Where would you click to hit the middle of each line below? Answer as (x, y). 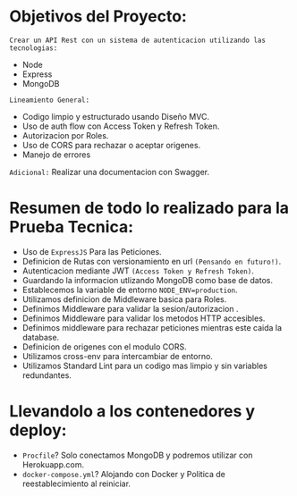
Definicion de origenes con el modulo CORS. (104, 347)
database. (41, 337)
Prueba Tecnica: (72, 227)
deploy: (38, 430)
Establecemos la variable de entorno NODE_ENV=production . (130, 290)
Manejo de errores (56, 155)
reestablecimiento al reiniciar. (76, 483)
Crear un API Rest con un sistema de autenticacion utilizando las (138, 40)
